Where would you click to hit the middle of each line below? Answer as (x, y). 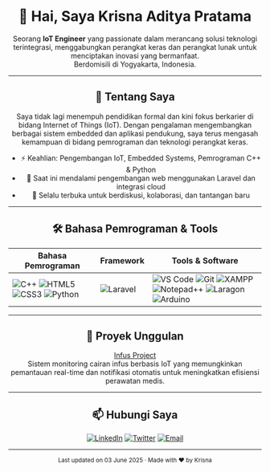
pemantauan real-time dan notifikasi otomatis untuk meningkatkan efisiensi (135, 372)
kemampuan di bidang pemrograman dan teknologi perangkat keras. (135, 142)
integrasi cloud (141, 186)
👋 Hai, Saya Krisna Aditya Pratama (135, 16)
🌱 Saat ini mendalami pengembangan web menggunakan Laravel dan (141, 178)
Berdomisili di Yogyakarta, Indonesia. (135, 64)
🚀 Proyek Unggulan (135, 336)
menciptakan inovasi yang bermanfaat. (135, 55)
